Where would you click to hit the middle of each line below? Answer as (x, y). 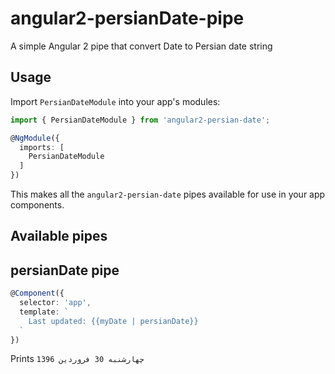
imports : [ (42, 147)
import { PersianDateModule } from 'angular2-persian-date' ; (140, 120)
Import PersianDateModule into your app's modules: (115, 101)
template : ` (44, 312)
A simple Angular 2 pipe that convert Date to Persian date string (141, 46)
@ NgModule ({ (35, 138)
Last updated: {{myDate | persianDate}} (113, 321)
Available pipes (59, 236)
